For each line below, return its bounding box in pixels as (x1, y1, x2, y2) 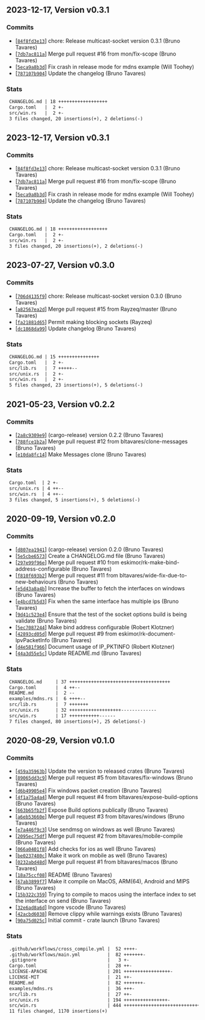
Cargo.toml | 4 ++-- (9, 684, 81, 690)
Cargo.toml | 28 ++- (9, 963, 132, 969)
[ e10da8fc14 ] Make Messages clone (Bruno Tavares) (15, 450, 146, 458)
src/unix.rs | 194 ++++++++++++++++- (9, 997, 171, 1003)
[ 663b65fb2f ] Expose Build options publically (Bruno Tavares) (15, 806, 169, 814)
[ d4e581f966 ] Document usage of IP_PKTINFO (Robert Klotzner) (15, 643, 175, 651)
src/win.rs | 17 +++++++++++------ (9, 712, 116, 719)
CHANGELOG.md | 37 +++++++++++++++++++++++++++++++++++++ (9, 679, 171, 685)
